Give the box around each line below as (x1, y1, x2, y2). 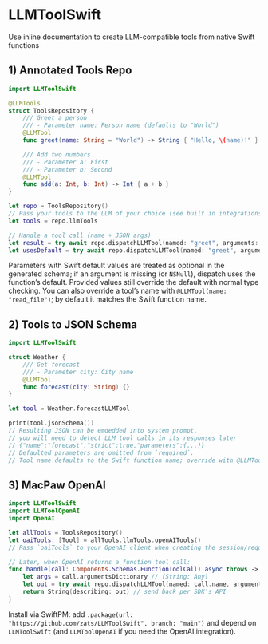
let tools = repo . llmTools (8, 217, 98, 225)
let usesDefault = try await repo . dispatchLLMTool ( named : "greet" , (8, 246, 238, 255)
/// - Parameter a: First (22, 158, 109, 166)
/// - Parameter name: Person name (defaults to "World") (22, 121, 219, 129)
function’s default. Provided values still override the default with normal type (8, 278, 259, 287)
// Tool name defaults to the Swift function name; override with (8, 456, 234, 464)
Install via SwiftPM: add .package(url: (8, 609, 134, 619)
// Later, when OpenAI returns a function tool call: (8, 558, 191, 566)
